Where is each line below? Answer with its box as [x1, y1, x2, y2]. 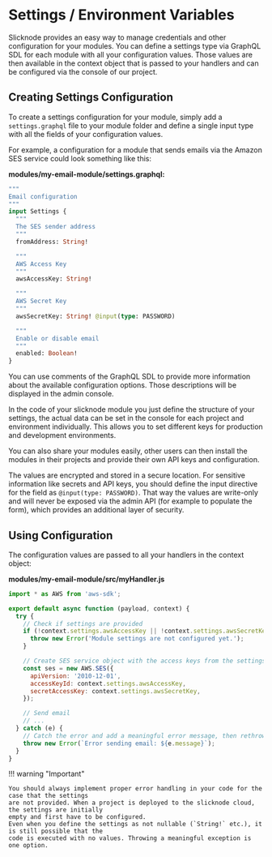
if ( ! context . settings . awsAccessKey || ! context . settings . [23, 627, 227, 636]
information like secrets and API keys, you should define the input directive [8, 479, 258, 489]
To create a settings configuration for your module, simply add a [8, 112, 223, 122]
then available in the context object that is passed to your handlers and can [8, 58, 259, 68]
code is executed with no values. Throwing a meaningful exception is [8, 834, 252, 842]
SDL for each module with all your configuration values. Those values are [8, 49, 253, 59]
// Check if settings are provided [23, 619, 143, 628]
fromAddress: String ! [15, 238, 89, 246]
